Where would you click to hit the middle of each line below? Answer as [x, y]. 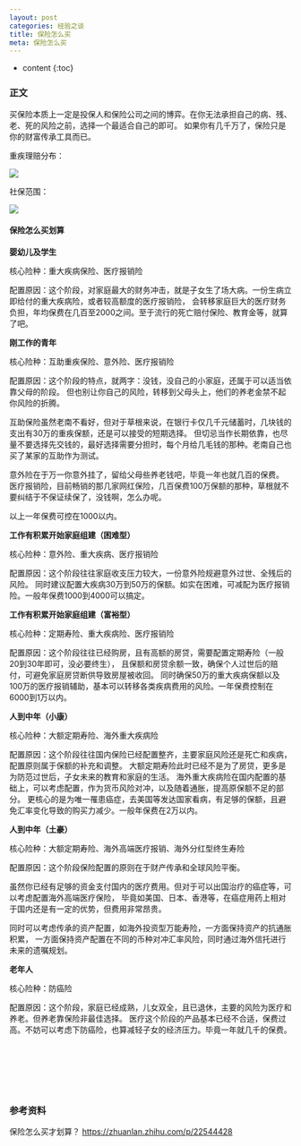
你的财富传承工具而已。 [52, 136]
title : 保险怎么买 [40, 34]
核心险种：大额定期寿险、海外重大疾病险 [84, 735]
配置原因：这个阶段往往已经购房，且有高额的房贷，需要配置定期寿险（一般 [146, 652]
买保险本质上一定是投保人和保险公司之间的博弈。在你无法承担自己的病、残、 [150, 114]
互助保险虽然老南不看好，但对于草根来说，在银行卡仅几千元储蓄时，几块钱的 [150, 422]
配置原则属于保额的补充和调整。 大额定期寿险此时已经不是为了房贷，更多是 [148, 765]
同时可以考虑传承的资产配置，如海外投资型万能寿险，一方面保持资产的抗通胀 [150, 928]
